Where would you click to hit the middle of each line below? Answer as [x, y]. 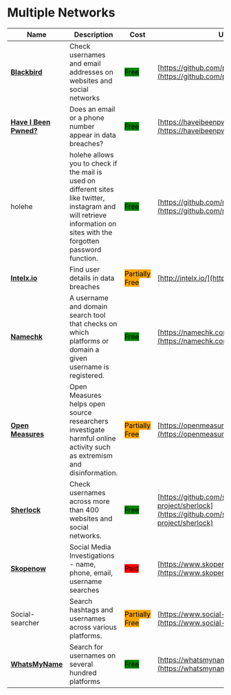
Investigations [92, 555]
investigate [87, 430]
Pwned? [24, 130]
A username [89, 298]
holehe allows [91, 154]
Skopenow [28, 568]
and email [85, 63]
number [82, 126]
